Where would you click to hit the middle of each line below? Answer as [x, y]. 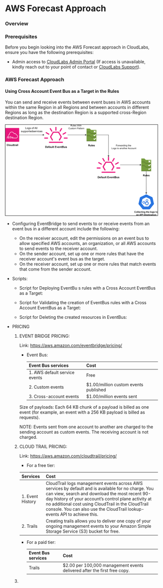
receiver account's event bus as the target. [62, 259]
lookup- [136, 509]
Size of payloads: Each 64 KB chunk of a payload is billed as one [84, 407]
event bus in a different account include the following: [66, 228]
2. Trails [30, 526]
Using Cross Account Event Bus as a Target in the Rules [62, 91]
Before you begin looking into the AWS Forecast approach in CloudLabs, [77, 47]
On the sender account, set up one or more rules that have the [81, 254]
